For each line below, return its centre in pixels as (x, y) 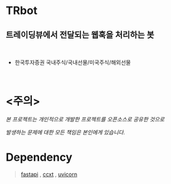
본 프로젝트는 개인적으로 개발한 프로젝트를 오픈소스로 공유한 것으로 (85, 119)
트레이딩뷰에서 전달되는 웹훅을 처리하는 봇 (80, 35)
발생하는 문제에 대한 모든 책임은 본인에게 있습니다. (66, 132)
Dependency (39, 157)
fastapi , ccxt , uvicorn (49, 174)
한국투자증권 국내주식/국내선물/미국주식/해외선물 (73, 62)
